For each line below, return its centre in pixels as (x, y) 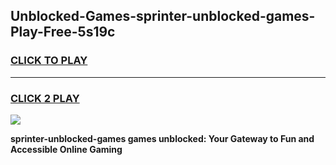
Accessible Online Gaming (66, 149)
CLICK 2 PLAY (45, 98)
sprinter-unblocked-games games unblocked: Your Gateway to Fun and (162, 138)
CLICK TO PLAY (49, 61)
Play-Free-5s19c (63, 32)
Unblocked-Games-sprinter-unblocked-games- (163, 16)
